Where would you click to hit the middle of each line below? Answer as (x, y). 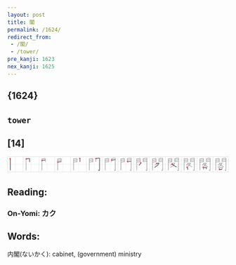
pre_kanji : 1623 (31, 60)
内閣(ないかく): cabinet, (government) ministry (74, 254)
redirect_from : (29, 37)
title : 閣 (21, 22)
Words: (24, 236)
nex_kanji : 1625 (31, 67)
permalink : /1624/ (34, 29)
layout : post (26, 15)
